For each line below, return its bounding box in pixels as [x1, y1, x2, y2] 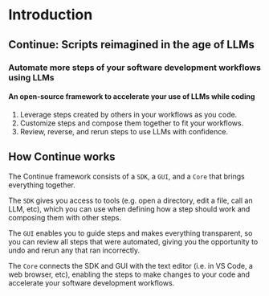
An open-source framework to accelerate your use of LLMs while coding [8, 92, 255, 101]
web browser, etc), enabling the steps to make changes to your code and [8, 269, 251, 279]
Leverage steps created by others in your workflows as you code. [19, 109, 238, 119]
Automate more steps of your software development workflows [8, 62, 261, 73]
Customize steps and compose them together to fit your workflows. [19, 118, 244, 128]
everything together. [8, 179, 76, 190]
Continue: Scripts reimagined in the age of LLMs [8, 38, 255, 51]
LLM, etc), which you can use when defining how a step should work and [8, 203, 251, 214]
